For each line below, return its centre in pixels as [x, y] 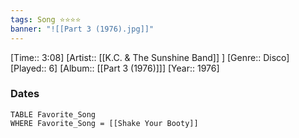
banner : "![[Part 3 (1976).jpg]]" [82, 29]
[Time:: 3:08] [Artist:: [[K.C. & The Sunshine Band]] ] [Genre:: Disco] [150, 57]
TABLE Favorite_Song [53, 114]
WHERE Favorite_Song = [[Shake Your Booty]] [104, 123]
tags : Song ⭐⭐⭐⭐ [46, 19]
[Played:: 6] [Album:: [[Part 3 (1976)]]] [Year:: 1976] [115, 68]
